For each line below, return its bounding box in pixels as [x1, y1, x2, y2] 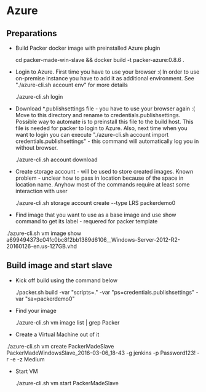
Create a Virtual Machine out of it [15, 331, 100, 338]
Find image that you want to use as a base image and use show [15, 211, 176, 218]
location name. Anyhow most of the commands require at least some [15, 181, 190, 188]
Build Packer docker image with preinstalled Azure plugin [15, 44, 160, 52]
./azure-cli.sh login [15, 93, 63, 100]
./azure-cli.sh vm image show [6, 229, 82, 237]
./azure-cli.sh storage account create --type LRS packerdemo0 [15, 199, 176, 206]
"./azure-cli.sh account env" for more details [15, 81, 128, 88]
